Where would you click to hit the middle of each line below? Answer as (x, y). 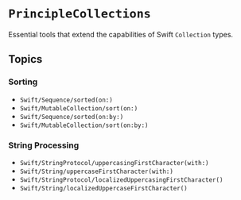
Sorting (23, 82)
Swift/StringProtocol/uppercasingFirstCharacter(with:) (114, 163)
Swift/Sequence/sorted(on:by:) (72, 117)
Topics (25, 59)
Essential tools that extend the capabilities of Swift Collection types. (120, 34)
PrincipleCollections (80, 14)
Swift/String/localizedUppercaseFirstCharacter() (104, 188)
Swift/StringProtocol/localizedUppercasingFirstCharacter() (121, 180)
